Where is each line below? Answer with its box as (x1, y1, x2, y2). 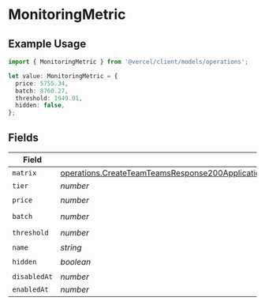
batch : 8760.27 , (15, 87, 69, 95)
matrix (12, 168, 37, 177)
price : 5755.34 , (15, 79, 69, 88)
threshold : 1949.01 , (15, 94, 83, 102)
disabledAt (12, 272, 53, 281)
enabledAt (12, 284, 49, 294)
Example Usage (8, 37, 87, 51)
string (60, 242, 82, 253)
